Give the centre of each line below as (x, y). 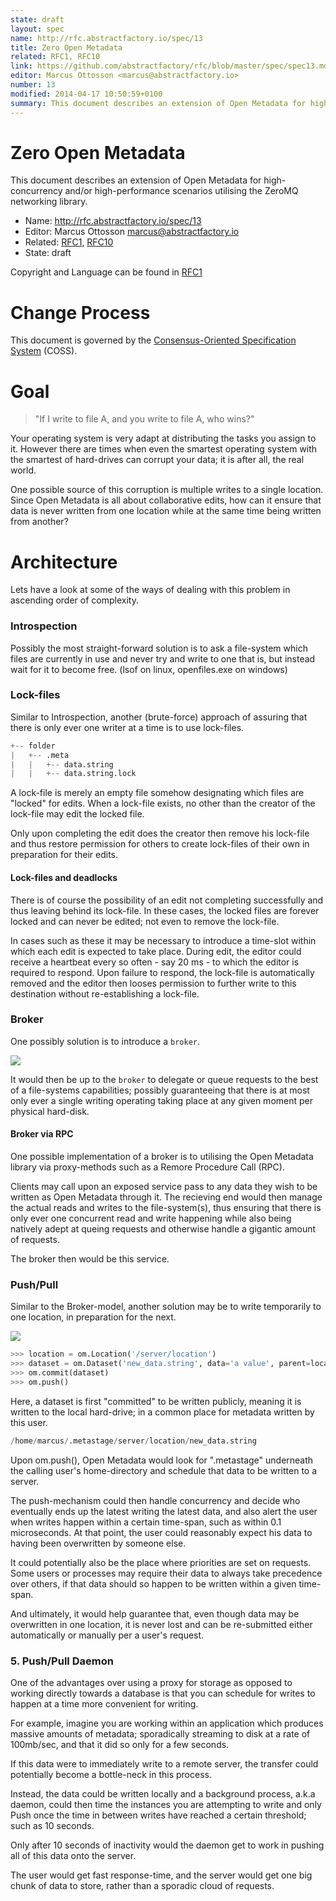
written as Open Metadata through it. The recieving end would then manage (166, 1197)
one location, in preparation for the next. (93, 1317)
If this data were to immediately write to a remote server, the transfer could (164, 1764)
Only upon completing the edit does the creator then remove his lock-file (160, 833)
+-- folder (33, 746)
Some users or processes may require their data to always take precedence (166, 1573)
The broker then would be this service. (90, 1259)
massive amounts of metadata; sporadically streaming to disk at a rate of (160, 1734)
